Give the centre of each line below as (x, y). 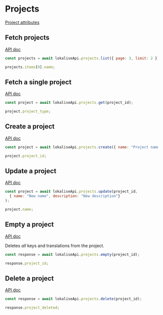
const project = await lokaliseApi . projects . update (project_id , (71, 192)
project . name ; (19, 210)
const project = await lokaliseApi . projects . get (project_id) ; (69, 103)
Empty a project (30, 224)
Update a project (31, 171)
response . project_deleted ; (32, 308)
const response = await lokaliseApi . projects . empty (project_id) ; (72, 254)
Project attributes (22, 22)
